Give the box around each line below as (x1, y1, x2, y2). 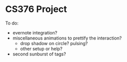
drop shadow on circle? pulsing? (20, 40, 88, 46)
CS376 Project (5, 3, 67, 15)
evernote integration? (12, 29, 57, 35)
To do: (5, 20, 19, 26)
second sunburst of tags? (12, 51, 66, 57)
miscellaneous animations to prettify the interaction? (12, 35, 122, 41)
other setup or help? (20, 45, 63, 51)
